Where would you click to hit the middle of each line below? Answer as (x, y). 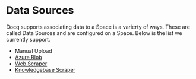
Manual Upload (33, 50)
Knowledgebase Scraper (45, 69)
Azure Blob (29, 57)
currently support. (28, 39)
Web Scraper (31, 64)
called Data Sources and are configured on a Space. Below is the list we (94, 33)
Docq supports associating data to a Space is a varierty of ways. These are (98, 27)
